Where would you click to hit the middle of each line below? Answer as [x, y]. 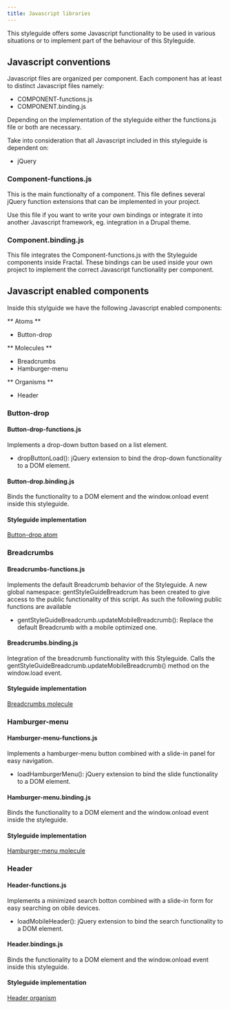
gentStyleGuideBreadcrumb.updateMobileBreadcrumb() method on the [108, 665]
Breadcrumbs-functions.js [46, 569]
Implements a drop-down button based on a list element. [88, 444]
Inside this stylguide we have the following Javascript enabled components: [115, 308]
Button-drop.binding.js [41, 481]
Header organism [32, 998]
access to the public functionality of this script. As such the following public [115, 599]
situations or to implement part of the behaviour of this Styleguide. [102, 40]
